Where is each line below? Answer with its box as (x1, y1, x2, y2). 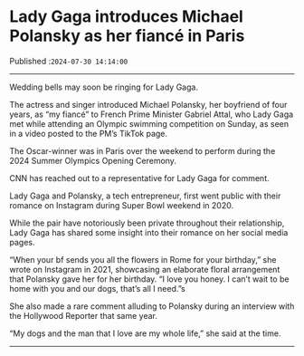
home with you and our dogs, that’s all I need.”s (9, 283, 185, 293)
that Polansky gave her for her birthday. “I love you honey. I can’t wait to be (9, 274, 290, 284)
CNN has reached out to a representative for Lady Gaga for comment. (9, 172, 270, 183)
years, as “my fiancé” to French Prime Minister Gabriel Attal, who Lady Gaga (9, 109, 294, 120)
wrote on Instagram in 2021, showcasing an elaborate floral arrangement (9, 264, 280, 274)
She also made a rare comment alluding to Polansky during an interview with (9, 301, 295, 312)
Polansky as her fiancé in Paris (9, 25, 245, 46)
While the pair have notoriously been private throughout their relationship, (9, 217, 285, 228)
